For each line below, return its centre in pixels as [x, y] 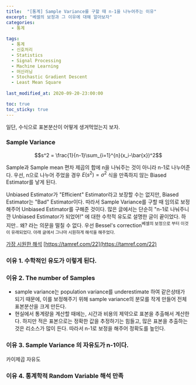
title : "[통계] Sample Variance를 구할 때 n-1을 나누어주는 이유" [81, 11]
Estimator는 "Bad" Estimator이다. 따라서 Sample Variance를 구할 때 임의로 [93, 202]
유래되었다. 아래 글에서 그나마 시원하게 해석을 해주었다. [63, 232]
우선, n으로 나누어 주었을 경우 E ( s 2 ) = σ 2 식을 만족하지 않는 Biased [90, 174]
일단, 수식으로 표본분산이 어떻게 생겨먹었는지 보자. [63, 127]
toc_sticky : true [27, 109]
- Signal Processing [36, 60]
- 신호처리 [22, 50]
